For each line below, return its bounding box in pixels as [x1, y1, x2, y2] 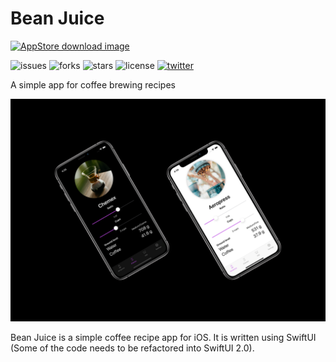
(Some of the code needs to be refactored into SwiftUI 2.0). [10, 342, 255, 354]
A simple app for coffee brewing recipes [10, 78, 176, 91]
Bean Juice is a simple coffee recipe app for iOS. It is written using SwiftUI [10, 332, 317, 344]
